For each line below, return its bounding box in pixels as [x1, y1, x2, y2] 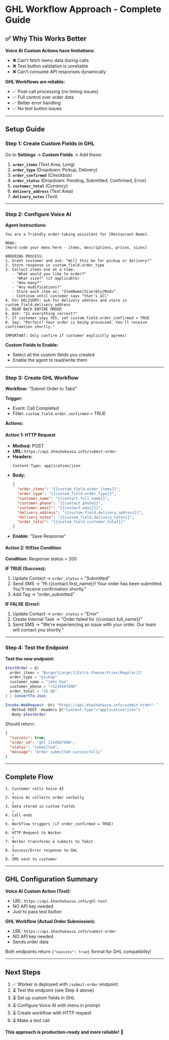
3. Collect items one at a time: [5, 267, 75, 272]
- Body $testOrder [10, 712, 46, 717]
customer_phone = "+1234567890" [10, 684, 78, 689]
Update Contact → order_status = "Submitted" [12, 575, 110, 582]
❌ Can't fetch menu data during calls [12, 57, 89, 63]
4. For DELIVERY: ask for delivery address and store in [5, 298, 127, 303]
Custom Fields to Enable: [5, 342, 59, 348]
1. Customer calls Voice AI [5, 786, 64, 791]
